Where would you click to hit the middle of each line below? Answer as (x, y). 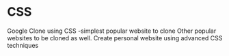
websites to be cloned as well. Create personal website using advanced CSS (115, 38)
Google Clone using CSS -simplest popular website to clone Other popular (112, 31)
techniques (23, 45)
